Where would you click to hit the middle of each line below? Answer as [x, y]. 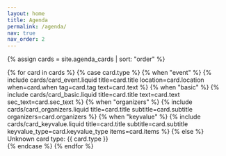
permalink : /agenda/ [37, 26]
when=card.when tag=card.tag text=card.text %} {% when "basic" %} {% [113, 87]
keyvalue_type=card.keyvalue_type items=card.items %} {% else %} [105, 132]
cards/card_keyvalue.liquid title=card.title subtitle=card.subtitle [98, 124]
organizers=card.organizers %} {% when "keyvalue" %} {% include [104, 117]
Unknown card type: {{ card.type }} [58, 139]
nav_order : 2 [26, 40]
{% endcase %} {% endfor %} [50, 146]
